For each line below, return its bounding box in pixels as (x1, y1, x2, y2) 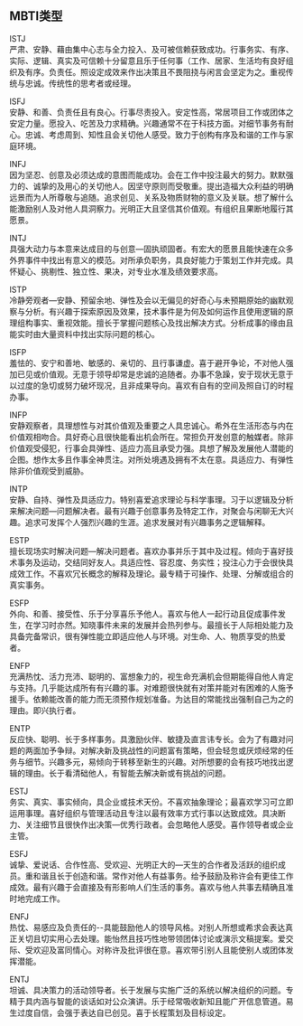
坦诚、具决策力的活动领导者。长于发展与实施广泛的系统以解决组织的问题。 (9, 984, 286, 995)
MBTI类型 (9, 8, 63, 24)
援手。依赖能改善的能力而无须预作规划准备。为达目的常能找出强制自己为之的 (9, 693, 294, 704)
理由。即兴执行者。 (9, 704, 81, 716)
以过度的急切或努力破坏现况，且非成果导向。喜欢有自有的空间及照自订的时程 (9, 380, 294, 391)
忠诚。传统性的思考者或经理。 (24, 78, 136, 89)
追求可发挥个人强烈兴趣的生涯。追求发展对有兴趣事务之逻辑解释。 (24, 516, 271, 527)
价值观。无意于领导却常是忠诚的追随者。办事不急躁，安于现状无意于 (40, 369, 294, 380)
